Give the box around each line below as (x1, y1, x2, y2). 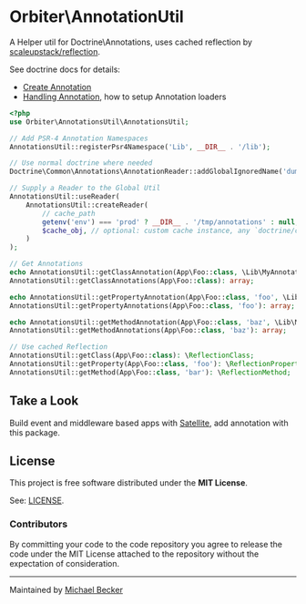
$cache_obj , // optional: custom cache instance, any (42, 226, 250, 235)
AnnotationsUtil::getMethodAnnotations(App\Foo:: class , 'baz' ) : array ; (9, 326, 287, 335)
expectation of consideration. (9, 558, 120, 568)
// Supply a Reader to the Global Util (9, 184, 161, 193)
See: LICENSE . (9, 495, 65, 507)
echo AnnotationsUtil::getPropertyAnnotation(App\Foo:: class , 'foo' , (9, 292, 280, 302)
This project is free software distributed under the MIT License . (9, 477, 249, 488)
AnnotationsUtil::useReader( (9, 192, 120, 201)
